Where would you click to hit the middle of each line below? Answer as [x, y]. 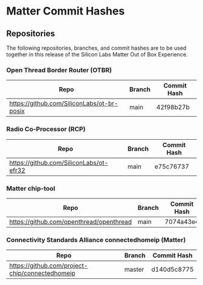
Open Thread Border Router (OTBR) [59, 70]
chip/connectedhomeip [42, 274]
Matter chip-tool [31, 188]
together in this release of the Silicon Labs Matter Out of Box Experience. [97, 54]
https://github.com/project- [49, 266]
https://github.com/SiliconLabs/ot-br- [64, 103]
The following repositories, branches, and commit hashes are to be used [96, 48]
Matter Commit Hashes [66, 11]
